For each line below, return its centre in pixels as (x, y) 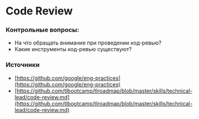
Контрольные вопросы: (43, 30)
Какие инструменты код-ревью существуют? (73, 49)
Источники (23, 65)
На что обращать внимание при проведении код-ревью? (88, 43)
